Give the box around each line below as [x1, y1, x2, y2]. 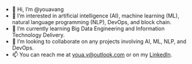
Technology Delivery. [11, 31, 65, 39]
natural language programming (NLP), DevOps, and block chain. [11, 19, 172, 25]
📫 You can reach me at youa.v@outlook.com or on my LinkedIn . [11, 51, 173, 58]
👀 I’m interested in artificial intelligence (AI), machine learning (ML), [11, 12, 179, 19]
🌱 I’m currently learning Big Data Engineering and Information [11, 25, 165, 32]
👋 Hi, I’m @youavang [11, 6, 64, 13]
